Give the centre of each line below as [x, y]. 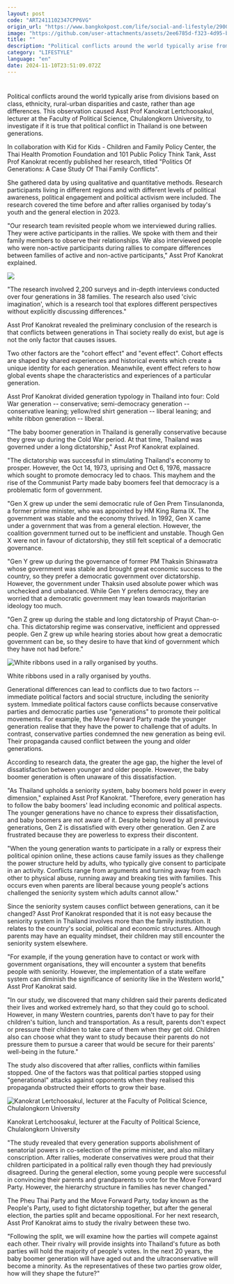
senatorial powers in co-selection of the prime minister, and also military [111, 1150]
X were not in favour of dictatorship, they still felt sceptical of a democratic [114, 540]
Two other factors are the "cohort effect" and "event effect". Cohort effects [115, 353]
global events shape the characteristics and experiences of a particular [109, 375]
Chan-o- [207, 619]
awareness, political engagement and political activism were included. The [114, 197]
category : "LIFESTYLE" [40, 53]
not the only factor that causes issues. [62, 339]
